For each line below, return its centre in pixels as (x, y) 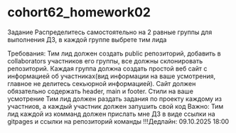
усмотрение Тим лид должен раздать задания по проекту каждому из (115, 99)
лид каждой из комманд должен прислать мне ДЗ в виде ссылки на (111, 114)
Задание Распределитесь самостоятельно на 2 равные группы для (110, 32)
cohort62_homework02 (79, 12)
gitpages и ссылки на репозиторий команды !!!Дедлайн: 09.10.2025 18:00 (118, 121)
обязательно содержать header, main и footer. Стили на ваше (101, 91)
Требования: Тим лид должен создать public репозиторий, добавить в (114, 53)
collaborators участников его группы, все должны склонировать (105, 60)
